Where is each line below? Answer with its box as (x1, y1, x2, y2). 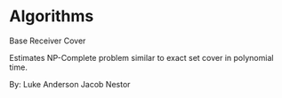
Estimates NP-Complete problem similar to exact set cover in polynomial (9, 52, 274, 63)
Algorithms (9, 6, 94, 26)
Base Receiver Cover (9, 35, 86, 46)
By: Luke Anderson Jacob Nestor (9, 79, 131, 89)
